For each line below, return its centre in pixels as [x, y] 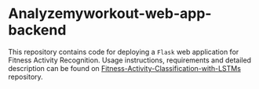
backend [37, 30]
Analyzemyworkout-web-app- [110, 14]
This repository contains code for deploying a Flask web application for [124, 52]
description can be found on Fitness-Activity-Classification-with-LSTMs [125, 68]
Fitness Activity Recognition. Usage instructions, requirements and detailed [130, 60]
